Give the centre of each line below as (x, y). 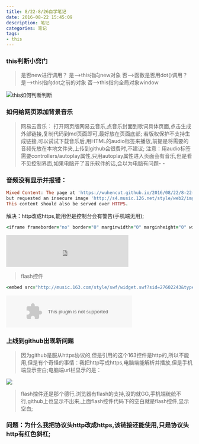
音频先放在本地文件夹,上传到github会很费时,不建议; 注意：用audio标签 (106, 148)
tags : (13, 34)
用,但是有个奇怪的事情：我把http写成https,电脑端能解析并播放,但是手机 (107, 362)
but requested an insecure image (47, 198)
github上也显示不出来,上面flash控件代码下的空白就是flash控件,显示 (108, 401)
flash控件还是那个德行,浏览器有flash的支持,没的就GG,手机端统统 (98, 394)
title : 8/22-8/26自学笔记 (36, 12)
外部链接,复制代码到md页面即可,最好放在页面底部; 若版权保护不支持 (103, 134)
